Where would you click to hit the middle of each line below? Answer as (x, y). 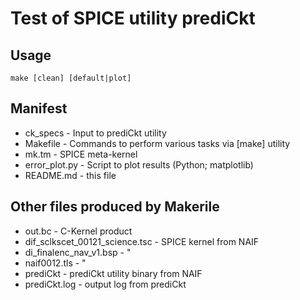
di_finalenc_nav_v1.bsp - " (78, 252)
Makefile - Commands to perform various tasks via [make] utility (157, 143)
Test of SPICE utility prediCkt (133, 18)
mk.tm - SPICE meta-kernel (81, 154)
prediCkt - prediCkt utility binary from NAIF (113, 273)
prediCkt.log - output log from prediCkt (105, 284)
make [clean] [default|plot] (71, 78)
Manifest (39, 108)
